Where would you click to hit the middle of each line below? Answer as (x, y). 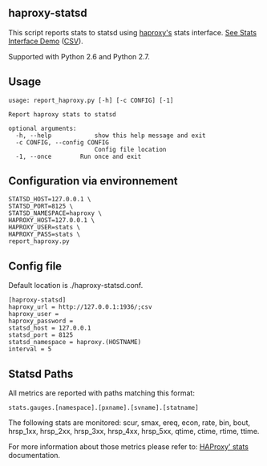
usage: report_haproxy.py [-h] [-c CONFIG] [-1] (91, 100)
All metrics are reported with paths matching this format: (101, 393)
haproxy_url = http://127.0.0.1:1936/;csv (80, 307)
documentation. (34, 456)
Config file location (130, 149)
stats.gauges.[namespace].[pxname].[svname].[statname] (103, 408)
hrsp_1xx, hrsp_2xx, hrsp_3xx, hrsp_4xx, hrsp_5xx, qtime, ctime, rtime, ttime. (134, 432)
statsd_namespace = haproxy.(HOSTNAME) (75, 342)
